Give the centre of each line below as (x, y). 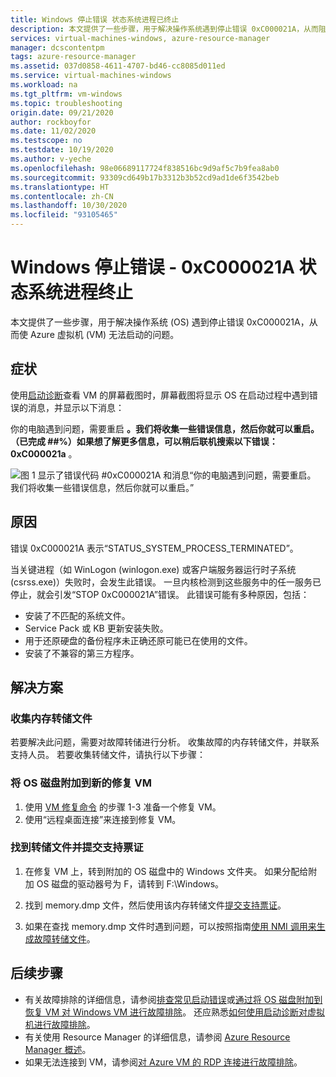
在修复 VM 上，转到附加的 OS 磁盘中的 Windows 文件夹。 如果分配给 (166, 871)
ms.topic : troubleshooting (66, 103)
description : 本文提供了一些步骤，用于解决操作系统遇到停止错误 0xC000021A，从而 (164, 29)
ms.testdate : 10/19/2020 (62, 150)
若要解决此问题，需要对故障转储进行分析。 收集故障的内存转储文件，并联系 (165, 742)
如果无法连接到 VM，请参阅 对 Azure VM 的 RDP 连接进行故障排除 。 (163, 1062)
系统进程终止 (81, 292)
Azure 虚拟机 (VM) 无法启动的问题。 (104, 334)
